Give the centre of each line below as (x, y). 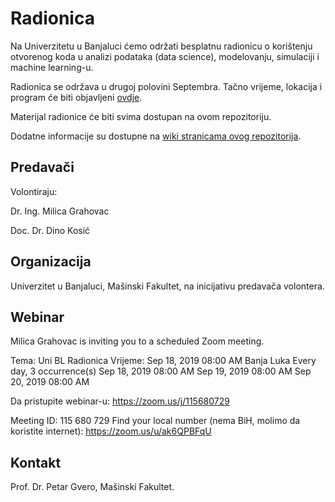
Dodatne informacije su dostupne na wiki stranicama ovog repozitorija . (156, 136)
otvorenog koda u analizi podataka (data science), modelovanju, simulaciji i (165, 56)
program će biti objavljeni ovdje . (76, 97)
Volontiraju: (34, 191)
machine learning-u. (52, 67)
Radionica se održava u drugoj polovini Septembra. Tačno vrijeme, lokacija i (166, 86)
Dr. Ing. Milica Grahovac (60, 211)
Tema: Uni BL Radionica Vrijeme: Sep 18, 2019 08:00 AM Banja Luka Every (163, 361)
